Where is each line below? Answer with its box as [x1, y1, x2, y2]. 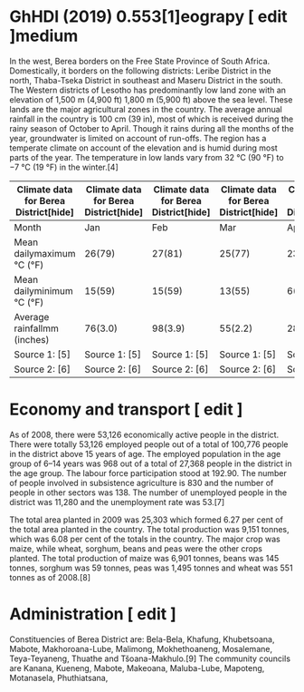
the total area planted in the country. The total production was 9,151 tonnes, [9, 523, 290, 534]
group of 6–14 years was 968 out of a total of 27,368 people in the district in [9, 458, 292, 469]
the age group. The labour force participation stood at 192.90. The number [9, 467, 288, 478]
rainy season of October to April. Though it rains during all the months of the [9, 122, 294, 133]
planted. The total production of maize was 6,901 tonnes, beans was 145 [9, 552, 280, 563]
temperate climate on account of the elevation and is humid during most [9, 142, 278, 153]
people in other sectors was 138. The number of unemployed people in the [9, 487, 288, 498]
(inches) [14, 333, 50, 346]
